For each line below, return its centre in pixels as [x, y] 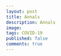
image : [14, 28]
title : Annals [23, 17]
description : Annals [31, 22]
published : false [27, 38]
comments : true [24, 44]
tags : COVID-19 [24, 33]
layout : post [22, 11]
